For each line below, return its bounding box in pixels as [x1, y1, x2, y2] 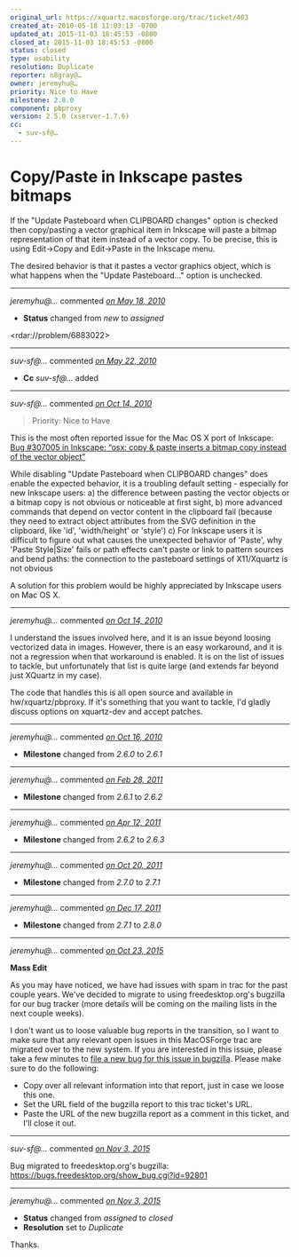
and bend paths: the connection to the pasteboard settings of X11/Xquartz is [10, 553, 288, 564]
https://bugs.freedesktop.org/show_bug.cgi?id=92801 [10, 1169, 208, 1181]
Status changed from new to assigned [22, 312, 164, 323]
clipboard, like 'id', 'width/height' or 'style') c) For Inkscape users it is [10, 525, 263, 535]
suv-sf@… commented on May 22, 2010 [10, 355, 157, 366]
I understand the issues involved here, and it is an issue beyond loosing [10, 632, 271, 643]
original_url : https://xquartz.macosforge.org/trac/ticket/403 [10, 12, 249, 22]
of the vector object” [10, 451, 86, 462]
